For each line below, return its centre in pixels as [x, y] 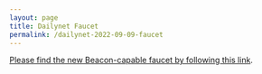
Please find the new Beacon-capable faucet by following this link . [131, 60]
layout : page [34, 18]
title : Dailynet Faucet [54, 26]
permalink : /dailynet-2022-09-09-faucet [87, 34]
